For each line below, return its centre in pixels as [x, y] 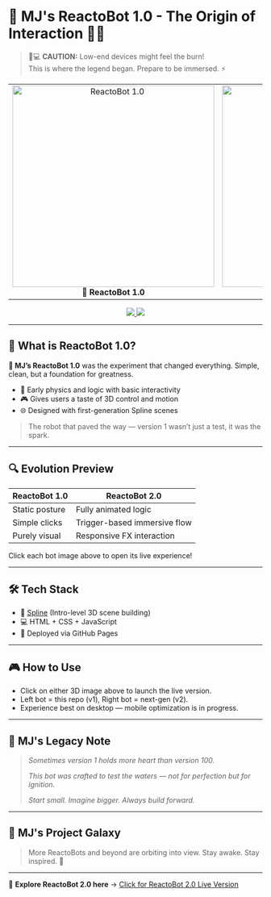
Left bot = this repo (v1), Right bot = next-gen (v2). [104, 699]
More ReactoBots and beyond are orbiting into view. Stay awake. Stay [144, 852]
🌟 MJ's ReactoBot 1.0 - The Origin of [132, 17]
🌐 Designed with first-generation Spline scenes [99, 410]
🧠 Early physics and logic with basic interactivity [100, 390]
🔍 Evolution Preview [61, 469]
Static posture [39, 509]
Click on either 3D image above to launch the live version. [116, 691]
